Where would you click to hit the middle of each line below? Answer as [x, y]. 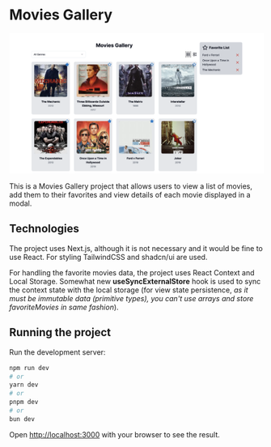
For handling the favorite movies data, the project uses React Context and [132, 272]
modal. [21, 203]
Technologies [44, 229]
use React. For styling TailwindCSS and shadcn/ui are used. [108, 257]
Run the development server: [57, 352]
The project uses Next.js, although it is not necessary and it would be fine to [136, 248]
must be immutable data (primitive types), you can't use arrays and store [131, 298]
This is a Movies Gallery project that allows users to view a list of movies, [131, 186]
